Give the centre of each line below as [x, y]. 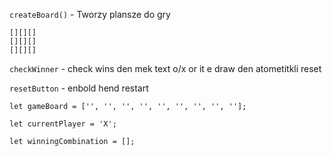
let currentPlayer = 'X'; [63, 124]
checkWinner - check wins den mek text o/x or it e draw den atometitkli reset [165, 68]
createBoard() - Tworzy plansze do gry [90, 14]
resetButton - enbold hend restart [79, 88]
